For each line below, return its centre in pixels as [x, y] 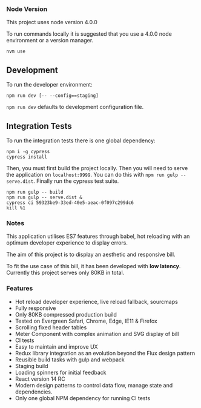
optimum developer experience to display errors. [67, 243]
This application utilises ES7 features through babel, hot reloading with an [98, 236]
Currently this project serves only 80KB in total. [65, 273]
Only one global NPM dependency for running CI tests [82, 398]
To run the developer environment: [49, 85]
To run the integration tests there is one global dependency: [81, 140]
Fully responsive [35, 308]
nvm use [16, 51]
